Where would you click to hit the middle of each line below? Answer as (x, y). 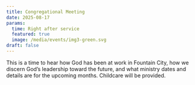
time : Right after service (46, 29)
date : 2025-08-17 (28, 17)
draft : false (23, 46)
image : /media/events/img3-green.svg (59, 40)
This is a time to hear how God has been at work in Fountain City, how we (97, 62)
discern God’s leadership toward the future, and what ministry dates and (96, 69)
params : (16, 23)
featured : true (31, 34)
